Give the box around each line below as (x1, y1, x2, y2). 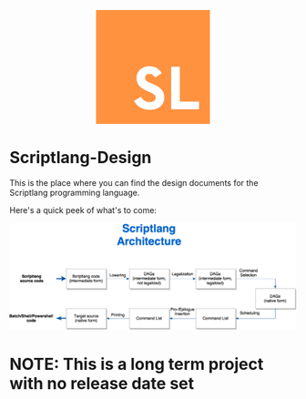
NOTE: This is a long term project (9, 353, 264, 374)
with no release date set (9, 373, 195, 394)
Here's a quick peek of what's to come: (9, 204, 158, 215)
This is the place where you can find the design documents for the (9, 177, 259, 188)
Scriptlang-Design (9, 148, 152, 169)
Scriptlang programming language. (9, 187, 140, 198)
